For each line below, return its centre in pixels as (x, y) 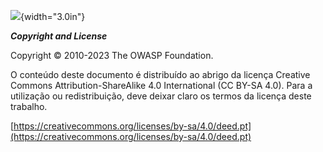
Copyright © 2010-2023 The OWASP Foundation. (112, 55)
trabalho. (29, 106)
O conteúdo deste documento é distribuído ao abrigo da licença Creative (160, 74)
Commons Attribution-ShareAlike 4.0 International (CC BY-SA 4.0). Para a (161, 85)
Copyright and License (59, 36)
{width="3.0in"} (53, 16)
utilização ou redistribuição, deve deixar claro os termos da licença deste (161, 96)
